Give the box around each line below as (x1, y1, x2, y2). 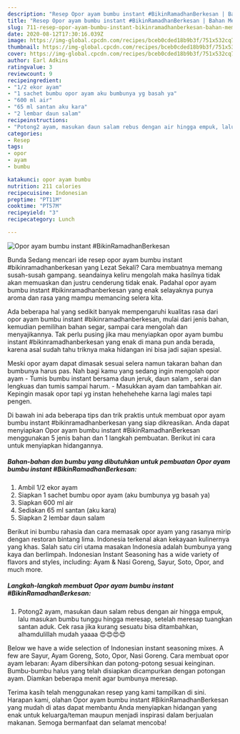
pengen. (7, 397, 32, 406)
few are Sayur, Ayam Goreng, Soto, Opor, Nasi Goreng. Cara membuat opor (7, 651, 229, 660)
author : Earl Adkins (7, 57, 69, 64)
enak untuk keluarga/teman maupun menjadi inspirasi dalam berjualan (7, 710, 214, 719)
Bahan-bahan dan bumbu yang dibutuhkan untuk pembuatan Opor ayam (7, 458, 231, 466)
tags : (7, 144, 24, 151)
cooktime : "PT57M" (7, 203, 62, 210)
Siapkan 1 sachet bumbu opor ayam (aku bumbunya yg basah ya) (17, 491, 211, 499)
